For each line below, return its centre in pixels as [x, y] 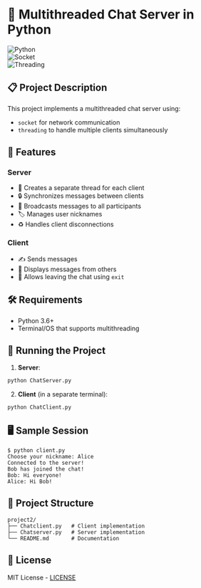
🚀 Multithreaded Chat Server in [101, 15]
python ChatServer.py [40, 381]
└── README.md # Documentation [63, 538]
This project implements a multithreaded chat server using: [94, 108]
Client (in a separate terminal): [63, 394]
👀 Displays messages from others [67, 269]
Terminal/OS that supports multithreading [78, 328]
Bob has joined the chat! [46, 469]
